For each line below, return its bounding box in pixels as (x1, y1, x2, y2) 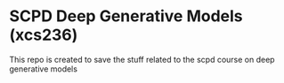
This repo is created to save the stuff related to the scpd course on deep (9, 54, 275, 64)
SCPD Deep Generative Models (9, 6, 243, 26)
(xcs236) (9, 25, 78, 45)
